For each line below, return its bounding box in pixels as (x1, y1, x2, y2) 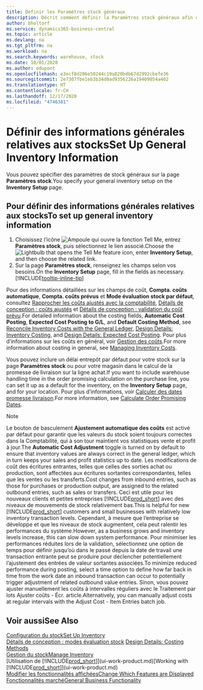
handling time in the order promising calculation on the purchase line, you (6, 375, 190, 383)
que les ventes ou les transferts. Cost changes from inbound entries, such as (6, 476, 196, 483)
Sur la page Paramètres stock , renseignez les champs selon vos (14, 261, 176, 269)
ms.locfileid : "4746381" (6, 99, 69, 105)
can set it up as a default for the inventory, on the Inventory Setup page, (6, 382, 187, 389)
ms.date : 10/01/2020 (6, 59, 59, 65)
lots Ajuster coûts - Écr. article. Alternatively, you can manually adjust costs (6, 591, 192, 599)
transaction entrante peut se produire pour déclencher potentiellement (6, 553, 182, 560)
